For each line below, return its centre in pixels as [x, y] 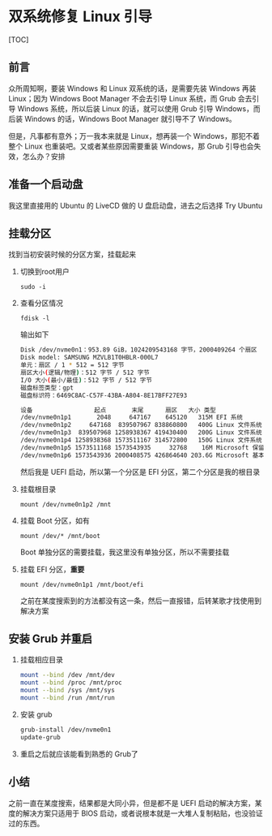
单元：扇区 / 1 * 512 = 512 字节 [72, 365]
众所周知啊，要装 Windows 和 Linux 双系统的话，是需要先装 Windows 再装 [132, 88]
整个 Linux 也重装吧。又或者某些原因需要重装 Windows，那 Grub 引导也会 [131, 146]
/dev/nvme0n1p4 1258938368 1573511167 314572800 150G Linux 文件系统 [141, 440]
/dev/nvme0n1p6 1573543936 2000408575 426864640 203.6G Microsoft [134, 455]
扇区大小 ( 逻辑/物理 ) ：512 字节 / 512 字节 [85, 373]
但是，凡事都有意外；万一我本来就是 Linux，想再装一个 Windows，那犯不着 [134, 136]
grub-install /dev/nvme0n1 [66, 730]
